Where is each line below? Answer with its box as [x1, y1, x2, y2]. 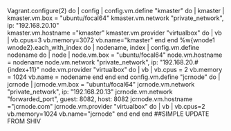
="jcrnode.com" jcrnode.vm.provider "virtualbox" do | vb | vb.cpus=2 [7, 103, 205, 110]
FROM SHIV [7, 117, 41, 125]
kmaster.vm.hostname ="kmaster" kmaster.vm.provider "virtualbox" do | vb [7, 28, 223, 37]
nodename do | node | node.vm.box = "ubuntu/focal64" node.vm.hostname [7, 51, 223, 59]
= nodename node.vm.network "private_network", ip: [7, 58, 158, 66]
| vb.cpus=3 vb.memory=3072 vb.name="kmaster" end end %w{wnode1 [7, 36, 216, 44]
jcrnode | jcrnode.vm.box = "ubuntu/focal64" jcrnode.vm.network [7, 80, 195, 88]
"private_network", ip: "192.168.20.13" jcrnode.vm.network [7, 87, 173, 96]
